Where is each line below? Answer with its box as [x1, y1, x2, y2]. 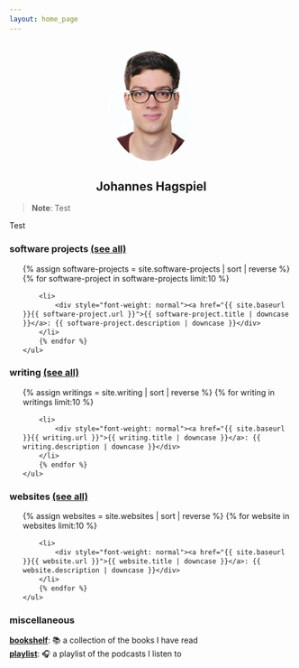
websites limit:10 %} [22, 520, 97, 532]
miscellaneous [9, 614, 75, 626]
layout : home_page [9, 14, 78, 23]
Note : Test [31, 203, 71, 214]
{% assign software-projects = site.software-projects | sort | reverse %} [22, 263, 291, 274]
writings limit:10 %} [22, 396, 95, 407]
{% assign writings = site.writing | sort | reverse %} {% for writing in [22, 386, 276, 397]
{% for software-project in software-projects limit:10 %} [22, 273, 230, 283]
